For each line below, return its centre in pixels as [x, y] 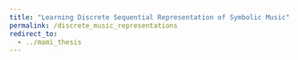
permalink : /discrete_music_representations [94, 26]
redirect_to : [34, 34]
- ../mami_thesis [50, 42]
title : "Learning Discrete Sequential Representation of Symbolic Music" [150, 17]
